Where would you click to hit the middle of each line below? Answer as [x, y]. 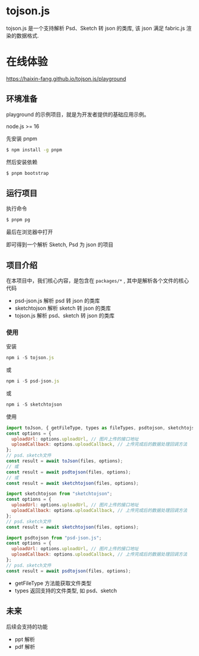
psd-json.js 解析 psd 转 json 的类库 [57, 300]
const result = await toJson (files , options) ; [65, 461]
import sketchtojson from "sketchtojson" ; [59, 494]
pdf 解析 [25, 646]
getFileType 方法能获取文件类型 [53, 583]
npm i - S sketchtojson [34, 404]
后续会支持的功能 [27, 626]
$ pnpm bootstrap [28, 173]
